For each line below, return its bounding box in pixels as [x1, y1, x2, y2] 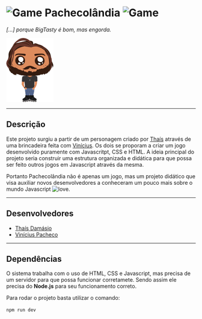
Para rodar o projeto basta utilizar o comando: [6, 294, 120, 302]
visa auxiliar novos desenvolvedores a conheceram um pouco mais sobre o [6, 179, 193, 186]
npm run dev [6, 307, 36, 313]
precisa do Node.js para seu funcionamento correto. [6, 283, 137, 290]
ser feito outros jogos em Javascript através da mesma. [6, 161, 144, 168]
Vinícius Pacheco [14, 231, 58, 238]
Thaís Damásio [14, 225, 52, 232]
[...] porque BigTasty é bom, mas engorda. [6, 26, 112, 33]
